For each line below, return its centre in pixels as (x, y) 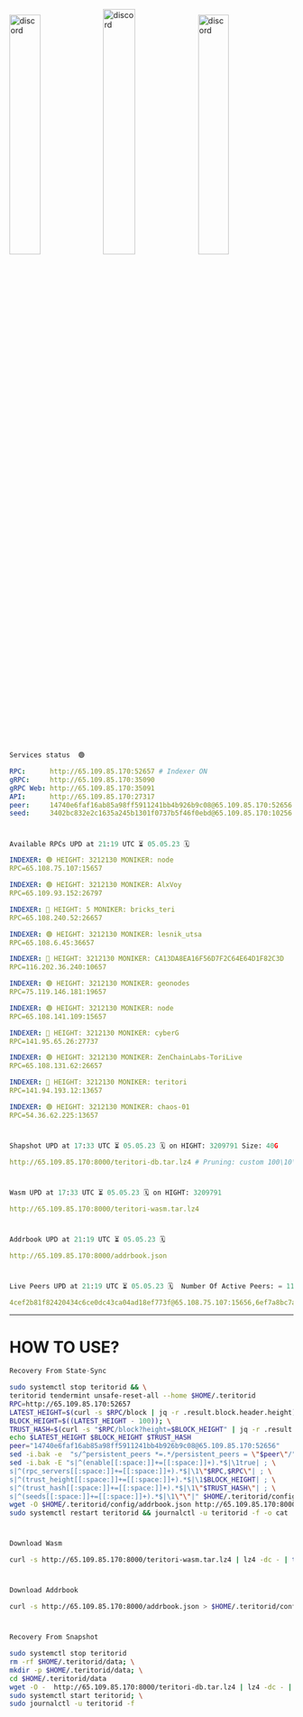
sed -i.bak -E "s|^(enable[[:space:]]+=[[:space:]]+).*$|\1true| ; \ (143, 1463)
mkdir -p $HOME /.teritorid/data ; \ (76, 1670)
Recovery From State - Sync (58, 1371)
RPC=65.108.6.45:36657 (52, 943)
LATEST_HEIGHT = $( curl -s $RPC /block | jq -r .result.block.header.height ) (153, 1412)
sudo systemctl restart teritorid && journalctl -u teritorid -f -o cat (149, 1513)
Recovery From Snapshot (54, 1638)
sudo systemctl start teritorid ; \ (76, 1695)
